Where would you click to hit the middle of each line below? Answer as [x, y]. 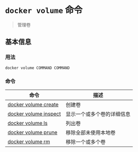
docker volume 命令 [44, 10]
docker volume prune [33, 132]
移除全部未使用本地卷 [91, 133]
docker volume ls [28, 123]
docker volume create [33, 104]
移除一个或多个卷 [86, 142]
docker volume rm [29, 142]
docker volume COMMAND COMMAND [37, 68]
